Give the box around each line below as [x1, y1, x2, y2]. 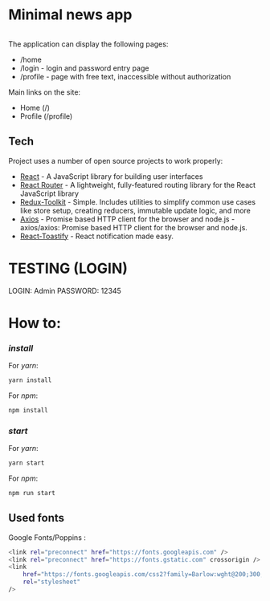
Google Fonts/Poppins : [8, 532, 86, 542]
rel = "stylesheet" [22, 578, 81, 587]
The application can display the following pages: [8, 39, 169, 49]
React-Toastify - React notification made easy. [19, 231, 174, 241]
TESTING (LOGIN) [8, 259, 129, 278]
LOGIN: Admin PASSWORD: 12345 [8, 286, 122, 295]
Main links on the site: [8, 87, 81, 97]
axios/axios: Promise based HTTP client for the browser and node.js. [19, 222, 247, 232]
